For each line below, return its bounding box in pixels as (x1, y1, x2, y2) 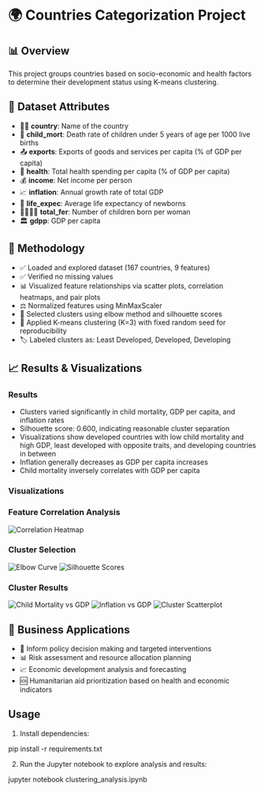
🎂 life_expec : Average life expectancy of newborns (19, 198, 187, 208)
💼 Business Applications (8, 623, 130, 636)
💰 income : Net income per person (19, 175, 132, 185)
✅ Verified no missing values (19, 272, 113, 281)
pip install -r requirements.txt (8, 744, 102, 753)
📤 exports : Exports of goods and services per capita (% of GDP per (19, 147, 243, 156)
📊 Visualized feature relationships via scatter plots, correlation (19, 281, 224, 291)
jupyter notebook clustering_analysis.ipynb (8, 775, 147, 784)
